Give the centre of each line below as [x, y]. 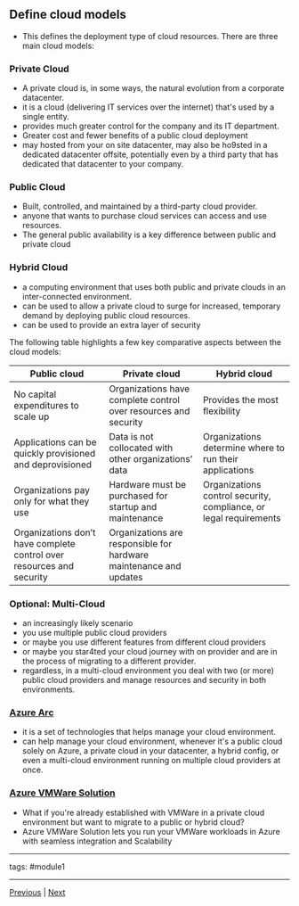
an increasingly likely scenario [77, 623]
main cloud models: [58, 45]
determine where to [244, 448]
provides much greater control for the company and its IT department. [150, 126]
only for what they [52, 501]
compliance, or [234, 507]
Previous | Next [37, 892]
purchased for [138, 496]
